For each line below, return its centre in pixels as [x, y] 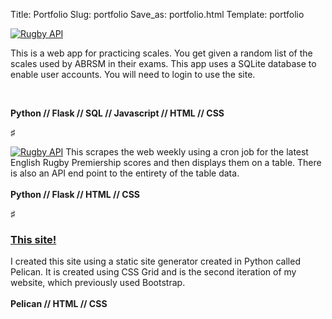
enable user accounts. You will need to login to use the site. [133, 74]
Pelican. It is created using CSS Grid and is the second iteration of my [153, 272]
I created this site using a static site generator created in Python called [155, 261]
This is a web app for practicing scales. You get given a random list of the [161, 53]
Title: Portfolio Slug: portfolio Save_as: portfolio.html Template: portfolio [157, 14]
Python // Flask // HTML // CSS [75, 194]
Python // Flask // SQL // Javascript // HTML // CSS [117, 113]
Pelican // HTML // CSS [59, 304]
